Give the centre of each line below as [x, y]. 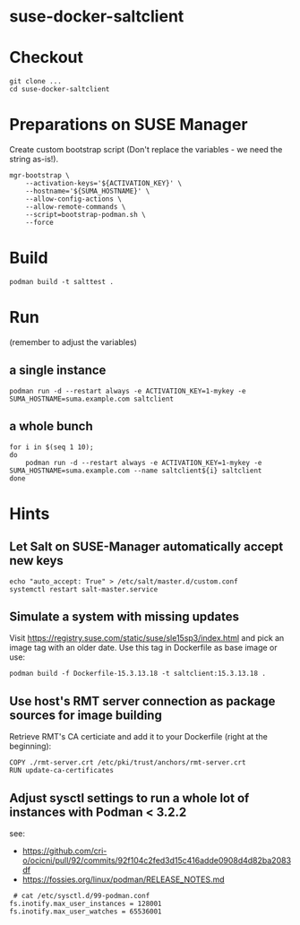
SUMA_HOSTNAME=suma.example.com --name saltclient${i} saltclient [136, 471]
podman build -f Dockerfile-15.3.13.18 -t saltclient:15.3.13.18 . [138, 674]
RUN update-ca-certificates [62, 771]
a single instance [58, 371]
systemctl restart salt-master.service [84, 589]
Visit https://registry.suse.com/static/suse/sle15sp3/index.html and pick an [147, 638]
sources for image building [86, 715]
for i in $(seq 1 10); [51, 447]
